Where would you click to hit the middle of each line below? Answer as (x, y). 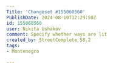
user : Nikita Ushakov (34, 29)
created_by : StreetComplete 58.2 (49, 40)
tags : (13, 46)
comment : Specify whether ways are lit (57, 34)
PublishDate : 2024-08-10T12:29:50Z (51, 18)
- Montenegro (23, 51)
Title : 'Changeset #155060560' (46, 12)
